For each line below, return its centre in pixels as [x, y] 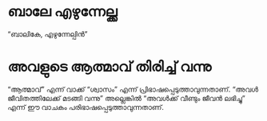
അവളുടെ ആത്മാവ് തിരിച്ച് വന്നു [110, 67]
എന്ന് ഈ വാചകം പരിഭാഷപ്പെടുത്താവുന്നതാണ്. [86, 107]
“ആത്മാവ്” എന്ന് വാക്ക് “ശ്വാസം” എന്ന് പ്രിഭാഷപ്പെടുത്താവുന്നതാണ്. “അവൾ [133, 89]
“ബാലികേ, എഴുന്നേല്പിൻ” [48, 33]
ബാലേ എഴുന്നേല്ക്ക [62, 12]
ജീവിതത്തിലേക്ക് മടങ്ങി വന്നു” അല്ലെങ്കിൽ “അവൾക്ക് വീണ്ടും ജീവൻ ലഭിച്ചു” [126, 98]
